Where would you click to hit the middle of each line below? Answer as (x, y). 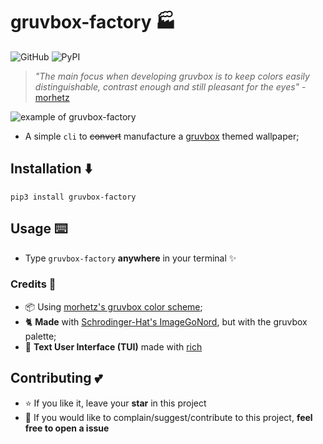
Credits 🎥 (33, 284)
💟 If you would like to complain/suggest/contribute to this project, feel (168, 417)
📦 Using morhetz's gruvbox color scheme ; (113, 306)
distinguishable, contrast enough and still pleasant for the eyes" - (170, 86)
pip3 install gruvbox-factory (73, 197)
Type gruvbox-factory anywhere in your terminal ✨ (130, 258)
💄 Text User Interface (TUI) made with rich (113, 346)
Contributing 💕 (56, 378)
